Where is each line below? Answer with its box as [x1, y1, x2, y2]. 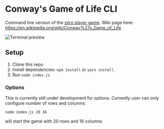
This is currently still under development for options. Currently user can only [5, 95, 159, 101]
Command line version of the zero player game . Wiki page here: [5, 20, 134, 25]
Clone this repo [12, 61, 43, 67]
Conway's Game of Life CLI [5, 3, 117, 15]
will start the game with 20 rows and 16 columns [5, 118, 103, 124]
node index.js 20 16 [5, 110, 47, 115]
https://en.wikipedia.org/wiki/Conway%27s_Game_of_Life [5, 24, 121, 30]
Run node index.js [12, 72, 50, 78]
